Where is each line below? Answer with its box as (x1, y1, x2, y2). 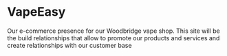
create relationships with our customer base (7, 41, 132, 49)
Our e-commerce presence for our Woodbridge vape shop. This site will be (7, 27, 220, 35)
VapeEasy (7, 4, 66, 20)
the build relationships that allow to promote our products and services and (7, 33, 220, 42)
